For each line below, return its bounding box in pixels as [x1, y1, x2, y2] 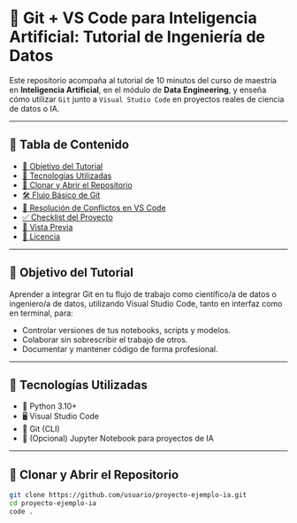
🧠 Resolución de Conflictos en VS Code [21, 202, 166, 213]
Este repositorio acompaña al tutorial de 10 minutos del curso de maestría [9, 74, 277, 85]
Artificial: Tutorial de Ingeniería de [9, 27, 265, 47]
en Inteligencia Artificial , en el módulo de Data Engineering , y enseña [9, 84, 267, 95]
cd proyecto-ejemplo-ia [9, 499, 97, 508]
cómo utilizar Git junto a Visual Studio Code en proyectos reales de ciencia [9, 93, 285, 105]
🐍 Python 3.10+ [21, 401, 78, 411]
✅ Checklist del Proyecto [21, 212, 113, 222]
